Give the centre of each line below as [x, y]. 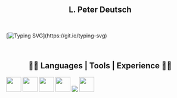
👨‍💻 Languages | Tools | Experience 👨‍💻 [100, 66]
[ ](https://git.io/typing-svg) [57, 36]
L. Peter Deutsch [100, 10]
